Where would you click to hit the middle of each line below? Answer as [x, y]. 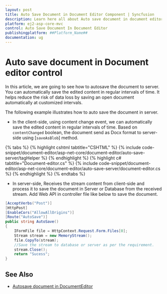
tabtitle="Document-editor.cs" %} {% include [51, 163]
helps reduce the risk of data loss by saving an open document [70, 97]
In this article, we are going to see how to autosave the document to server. [83, 86]
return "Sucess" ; [32, 254]
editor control [34, 73]
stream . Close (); [31, 250]
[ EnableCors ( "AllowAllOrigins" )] [40, 212]
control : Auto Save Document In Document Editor [56, 28]
